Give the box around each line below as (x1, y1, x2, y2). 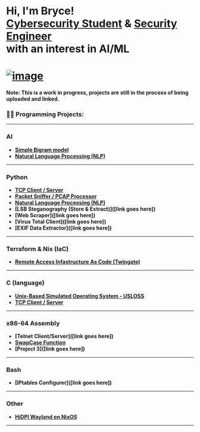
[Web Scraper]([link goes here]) (14, 212, 96, 219)
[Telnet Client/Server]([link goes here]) (14, 332, 114, 340)
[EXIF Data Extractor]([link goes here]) (14, 224, 112, 231)
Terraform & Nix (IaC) (6, 245, 69, 253)
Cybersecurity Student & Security (6, 17, 177, 30)
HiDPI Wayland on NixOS (14, 413, 77, 420)
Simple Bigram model (14, 146, 69, 153)
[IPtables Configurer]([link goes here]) (14, 379, 112, 386)
